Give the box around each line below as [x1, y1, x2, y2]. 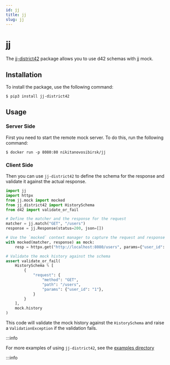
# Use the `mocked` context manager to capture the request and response [6, 235, 165, 240]
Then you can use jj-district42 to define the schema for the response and [6, 173, 164, 179]
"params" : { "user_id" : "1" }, [42, 287, 104, 292]
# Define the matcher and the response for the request [6, 216, 126, 221]
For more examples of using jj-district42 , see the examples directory [6, 345, 154, 351]
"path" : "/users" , [42, 282, 81, 287]
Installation [6, 70, 42, 79]
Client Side [6, 161, 33, 169]
